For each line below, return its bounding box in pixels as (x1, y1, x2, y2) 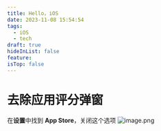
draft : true (7, 42, 41, 48)
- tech (13, 35, 32, 42)
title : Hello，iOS (7, 10, 59, 17)
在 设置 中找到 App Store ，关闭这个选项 (7, 116, 116, 124)
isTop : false (7, 61, 45, 68)
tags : (7, 23, 23, 29)
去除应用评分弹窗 (7, 92, 104, 108)
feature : (7, 55, 32, 61)
